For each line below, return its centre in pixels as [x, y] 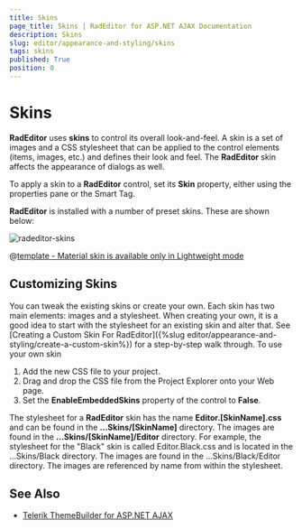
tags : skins [32, 51]
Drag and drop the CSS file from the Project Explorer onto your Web [148, 381]
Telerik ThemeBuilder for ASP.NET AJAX [97, 515]
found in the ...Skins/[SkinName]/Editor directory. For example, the [135, 436]
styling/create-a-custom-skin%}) [71, 344]
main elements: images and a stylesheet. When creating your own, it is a [144, 315]
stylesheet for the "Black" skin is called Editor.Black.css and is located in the [151, 446]
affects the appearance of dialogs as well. [87, 166]
